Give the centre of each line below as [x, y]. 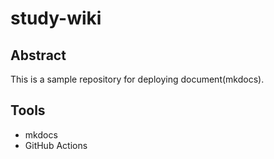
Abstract [38, 55]
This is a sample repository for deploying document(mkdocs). [137, 79]
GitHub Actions [56, 145]
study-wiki [56, 18]
